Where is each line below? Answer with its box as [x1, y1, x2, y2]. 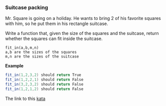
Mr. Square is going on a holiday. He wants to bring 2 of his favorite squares [5, 15, 161, 21]
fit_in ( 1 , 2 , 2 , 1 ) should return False [5, 77, 84, 82]
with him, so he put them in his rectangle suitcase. [5, 20, 108, 26]
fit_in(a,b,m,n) [5, 45, 39, 50]
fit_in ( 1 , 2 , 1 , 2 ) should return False [5, 86, 84, 91]
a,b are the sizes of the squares [5, 49, 77, 55]
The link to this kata [5, 95, 46, 101]
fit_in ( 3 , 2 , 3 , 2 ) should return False [5, 82, 84, 87]
